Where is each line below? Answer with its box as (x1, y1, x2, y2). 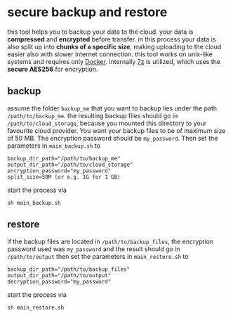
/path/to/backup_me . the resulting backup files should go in (7, 111, 178, 120)
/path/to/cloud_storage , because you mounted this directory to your (7, 119, 207, 127)
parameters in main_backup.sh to (7, 141, 100, 150)
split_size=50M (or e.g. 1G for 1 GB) (7, 173, 121, 180)
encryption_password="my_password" (7, 167, 112, 174)
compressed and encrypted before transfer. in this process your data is (7, 34, 216, 43)
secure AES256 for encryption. (7, 65, 98, 73)
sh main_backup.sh (7, 199, 61, 206)
